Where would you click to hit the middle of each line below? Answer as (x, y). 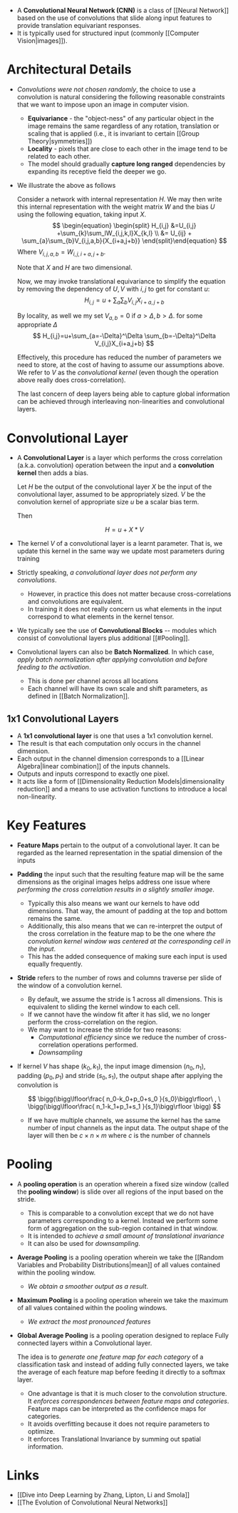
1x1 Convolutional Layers (63, 718)
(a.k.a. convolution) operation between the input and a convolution (115, 465)
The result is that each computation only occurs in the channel (109, 744)
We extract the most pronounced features (89, 1322)
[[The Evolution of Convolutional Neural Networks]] (92, 1502)
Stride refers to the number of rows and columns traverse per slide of (119, 978)
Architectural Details (69, 70)
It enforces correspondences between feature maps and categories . (128, 1401)
